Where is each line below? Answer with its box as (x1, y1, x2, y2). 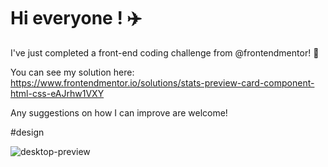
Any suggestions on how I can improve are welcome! (10, 106, 228, 119)
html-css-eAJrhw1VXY (10, 87, 105, 99)
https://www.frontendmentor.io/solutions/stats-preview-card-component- (10, 76, 315, 89)
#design (10, 126, 45, 138)
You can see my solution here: (10, 66, 135, 78)
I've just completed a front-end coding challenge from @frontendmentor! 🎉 (10, 46, 320, 59)
